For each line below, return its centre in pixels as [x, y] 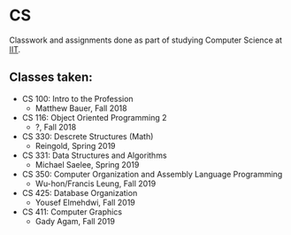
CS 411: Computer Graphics [72, 211]
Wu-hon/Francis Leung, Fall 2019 [96, 184]
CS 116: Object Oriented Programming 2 [94, 117]
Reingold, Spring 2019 [76, 145]
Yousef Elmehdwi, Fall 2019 [85, 202]
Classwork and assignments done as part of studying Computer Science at [146, 40]
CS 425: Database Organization [80, 192]
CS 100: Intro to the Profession [78, 98]
